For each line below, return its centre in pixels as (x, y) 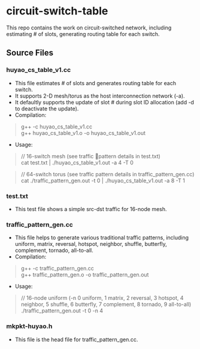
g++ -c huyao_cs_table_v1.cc (57, 127)
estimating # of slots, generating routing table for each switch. (83, 34)
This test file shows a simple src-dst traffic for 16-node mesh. (91, 209)
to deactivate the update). (47, 109)
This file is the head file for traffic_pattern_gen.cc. (76, 339)
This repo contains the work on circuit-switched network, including (89, 28)
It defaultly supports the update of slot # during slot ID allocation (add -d (104, 102)
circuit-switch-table (57, 11)
